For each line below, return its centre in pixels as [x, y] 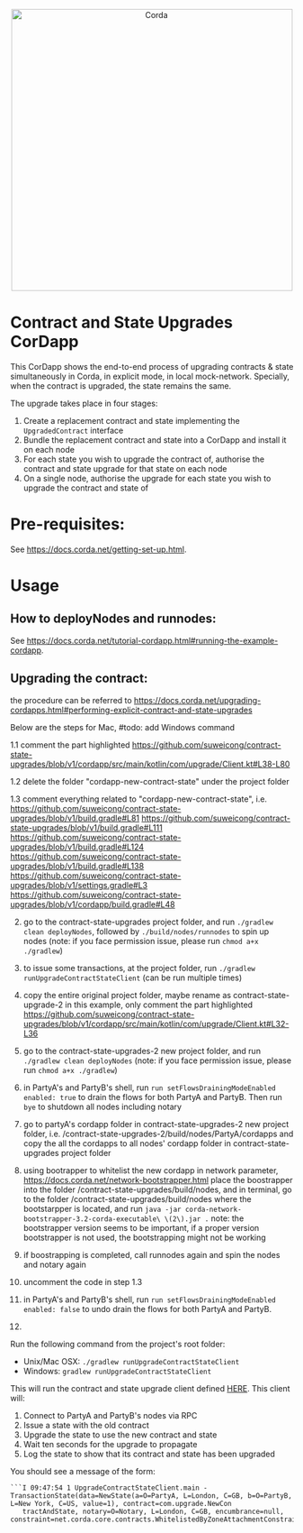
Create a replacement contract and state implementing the [132, 420]
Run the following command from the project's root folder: [118, 1344]
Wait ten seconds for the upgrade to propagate [110, 1444]
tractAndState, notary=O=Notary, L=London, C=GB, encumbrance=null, [153, 1511]
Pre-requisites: [67, 524]
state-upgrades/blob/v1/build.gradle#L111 [86, 827]
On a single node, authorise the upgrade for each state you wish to [147, 478]
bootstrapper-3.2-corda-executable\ [92, 1219]
